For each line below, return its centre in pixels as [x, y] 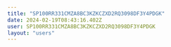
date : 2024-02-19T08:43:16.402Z [55, 20]
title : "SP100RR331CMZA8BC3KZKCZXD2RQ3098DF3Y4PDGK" [86, 13]
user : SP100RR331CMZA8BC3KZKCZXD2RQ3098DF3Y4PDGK [82, 26]
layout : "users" [31, 33]
